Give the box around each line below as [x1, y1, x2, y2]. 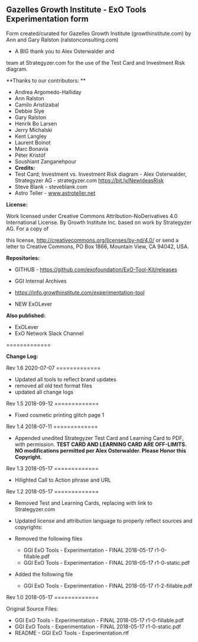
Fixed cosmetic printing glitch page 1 [14, 411, 105, 418]
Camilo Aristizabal [14, 101, 59, 108]
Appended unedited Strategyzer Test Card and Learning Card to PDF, [14, 434, 184, 441]
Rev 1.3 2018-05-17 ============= [6, 464, 99, 472]
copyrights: [14, 523, 43, 530]
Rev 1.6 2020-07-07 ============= [6, 364, 101, 371]
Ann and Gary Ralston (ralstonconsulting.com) [6, 36, 119, 43]
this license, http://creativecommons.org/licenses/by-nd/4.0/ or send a [6, 236, 179, 243]
